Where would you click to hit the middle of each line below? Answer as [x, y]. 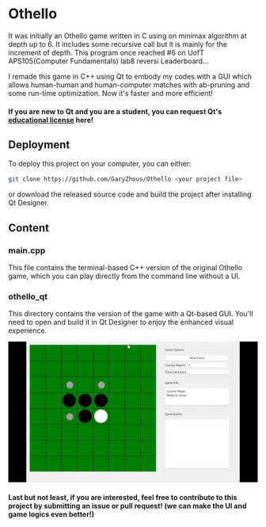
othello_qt [28, 296]
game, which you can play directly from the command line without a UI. [124, 276]
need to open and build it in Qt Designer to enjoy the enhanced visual [121, 323]
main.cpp [27, 250]
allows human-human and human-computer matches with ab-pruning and [129, 85]
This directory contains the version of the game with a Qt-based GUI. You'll [131, 314]
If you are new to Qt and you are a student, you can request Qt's [115, 111]
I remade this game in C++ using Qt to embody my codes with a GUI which [130, 76]
